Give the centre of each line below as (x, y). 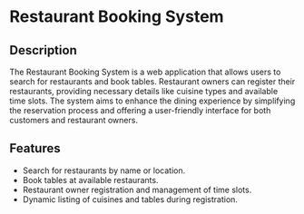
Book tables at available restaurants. (90, 180)
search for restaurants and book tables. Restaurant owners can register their (152, 82)
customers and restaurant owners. (74, 120)
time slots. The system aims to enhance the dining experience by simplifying (152, 101)
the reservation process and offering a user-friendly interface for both (140, 110)
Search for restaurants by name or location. (104, 170)
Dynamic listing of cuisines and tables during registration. (130, 199)
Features (35, 148)
